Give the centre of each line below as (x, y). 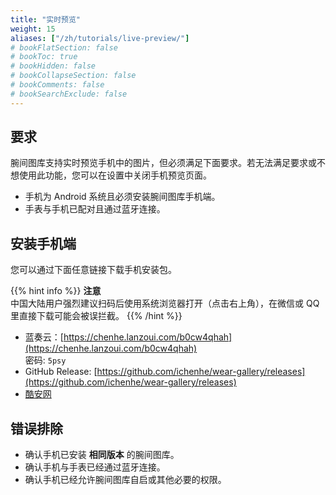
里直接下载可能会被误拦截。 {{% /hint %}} (96, 316)
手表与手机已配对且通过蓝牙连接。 (95, 209)
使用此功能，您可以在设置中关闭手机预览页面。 (115, 175)
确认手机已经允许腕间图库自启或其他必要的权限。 (125, 480)
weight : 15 (33, 29)
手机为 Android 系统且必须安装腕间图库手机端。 (122, 197)
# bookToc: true (44, 57)
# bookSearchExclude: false (69, 94)
